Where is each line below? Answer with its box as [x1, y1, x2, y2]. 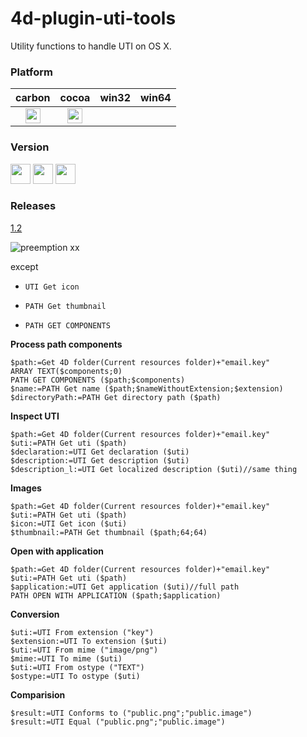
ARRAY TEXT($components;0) [10, 366, 123, 376]
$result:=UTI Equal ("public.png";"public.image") [10, 717, 226, 727]
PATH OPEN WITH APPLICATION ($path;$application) [10, 590, 222, 601]
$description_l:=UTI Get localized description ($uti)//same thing [10, 464, 298, 474]
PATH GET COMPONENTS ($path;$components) [10, 375, 186, 385]
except [10, 260, 39, 272]
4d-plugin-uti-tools [10, 7, 177, 30]
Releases [10, 199, 57, 213]
